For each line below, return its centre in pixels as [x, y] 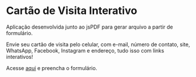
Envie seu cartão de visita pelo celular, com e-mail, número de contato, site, [98, 44]
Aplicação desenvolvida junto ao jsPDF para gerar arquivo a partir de [90, 27]
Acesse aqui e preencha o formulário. [52, 68]
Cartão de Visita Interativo [72, 11]
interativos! [20, 57]
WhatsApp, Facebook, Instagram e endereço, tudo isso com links [85, 50]
